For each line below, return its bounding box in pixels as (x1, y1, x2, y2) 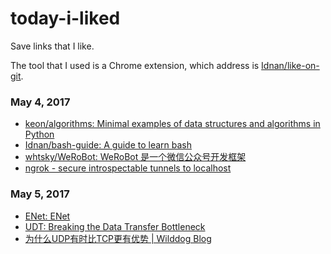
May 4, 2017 (10, 95, 71, 109)
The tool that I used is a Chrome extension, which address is (10, 59, 260, 71)
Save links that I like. (10, 40, 95, 52)
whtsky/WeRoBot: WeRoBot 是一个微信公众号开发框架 (24, 151, 247, 163)
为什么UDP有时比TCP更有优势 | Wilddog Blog (24, 232, 212, 244)
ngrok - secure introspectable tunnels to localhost (24, 162, 232, 174)
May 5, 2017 (10, 187, 70, 201)
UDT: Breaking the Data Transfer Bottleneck (24, 220, 206, 232)
